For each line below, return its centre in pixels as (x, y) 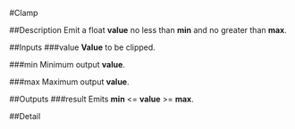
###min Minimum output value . (67, 64)
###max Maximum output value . (69, 82)
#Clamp (24, 13)
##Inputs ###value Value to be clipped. (83, 47)
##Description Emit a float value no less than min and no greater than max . (148, 30)
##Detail (25, 116)
